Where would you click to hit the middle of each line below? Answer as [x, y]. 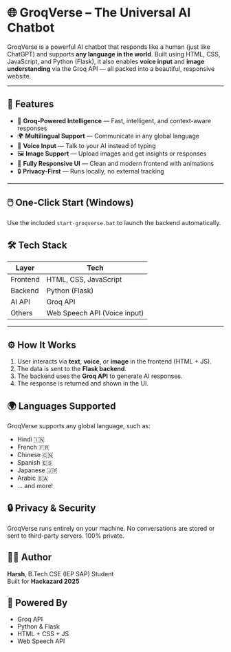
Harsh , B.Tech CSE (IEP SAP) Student [60, 574]
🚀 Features [31, 104]
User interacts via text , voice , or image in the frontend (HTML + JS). [114, 361]
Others [22, 313]
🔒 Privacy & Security [52, 508]
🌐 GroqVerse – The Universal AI [99, 13]
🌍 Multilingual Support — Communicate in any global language [108, 136]
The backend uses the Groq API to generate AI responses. [100, 376]
